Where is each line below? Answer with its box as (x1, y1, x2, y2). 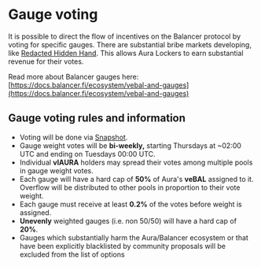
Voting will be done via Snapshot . (19, 132, 128, 142)
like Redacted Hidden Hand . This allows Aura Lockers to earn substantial (8, 48, 244, 57)
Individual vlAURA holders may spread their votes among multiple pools (19, 158, 253, 167)
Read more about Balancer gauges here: (8, 72, 139, 81)
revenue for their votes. (8, 57, 84, 66)
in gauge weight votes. (19, 165, 94, 175)
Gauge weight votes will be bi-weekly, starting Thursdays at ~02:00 (19, 140, 242, 150)
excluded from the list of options (19, 250, 125, 259)
